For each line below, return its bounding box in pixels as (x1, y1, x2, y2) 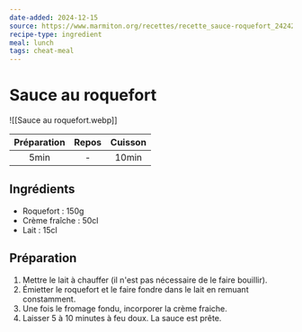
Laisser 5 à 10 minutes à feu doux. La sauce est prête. (22, 312, 222, 323)
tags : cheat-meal (9, 47, 75, 56)
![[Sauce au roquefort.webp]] (9, 115, 118, 126)
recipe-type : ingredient (9, 30, 102, 39)
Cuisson (110, 136, 147, 149)
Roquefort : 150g (22, 205, 84, 216)
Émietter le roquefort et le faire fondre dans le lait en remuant (22, 284, 249, 294)
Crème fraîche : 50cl (22, 214, 99, 225)
